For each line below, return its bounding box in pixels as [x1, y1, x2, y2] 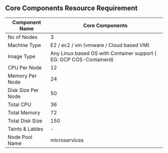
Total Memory [7, 109, 40, 116]
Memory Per [7, 72, 37, 79]
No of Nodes [7, 33, 37, 40]
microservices [50, 136, 84, 143]
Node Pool [7, 133, 32, 140]
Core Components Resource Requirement [5, 4, 138, 12]
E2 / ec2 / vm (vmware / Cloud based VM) [50, 41, 150, 48]
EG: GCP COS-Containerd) [50, 56, 114, 63]
